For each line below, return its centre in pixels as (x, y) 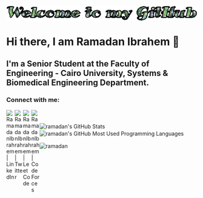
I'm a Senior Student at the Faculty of (78, 64)
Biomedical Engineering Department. (78, 83)
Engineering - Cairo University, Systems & (87, 73)
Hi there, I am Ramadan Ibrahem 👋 (93, 42)
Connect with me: (33, 100)
